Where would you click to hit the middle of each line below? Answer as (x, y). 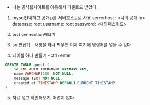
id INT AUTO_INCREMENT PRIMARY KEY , (51, 69)
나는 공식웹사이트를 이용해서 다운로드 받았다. (55, 7)
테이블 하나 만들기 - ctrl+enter (41, 55)
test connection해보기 (34, 34)
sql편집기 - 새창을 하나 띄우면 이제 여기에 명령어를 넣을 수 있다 (72, 45)
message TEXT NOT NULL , (38, 78)
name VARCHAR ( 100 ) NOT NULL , (44, 74)
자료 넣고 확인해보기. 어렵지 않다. (43, 98)
